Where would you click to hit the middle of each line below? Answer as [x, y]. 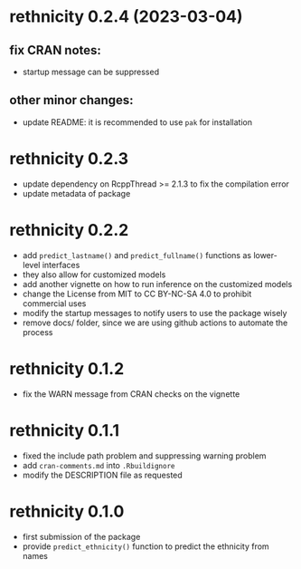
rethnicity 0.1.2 [67, 368]
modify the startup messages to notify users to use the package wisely [155, 313]
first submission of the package [81, 536]
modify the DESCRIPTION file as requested [102, 475]
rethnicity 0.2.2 [69, 230]
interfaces [61, 265]
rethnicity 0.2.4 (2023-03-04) [126, 17]
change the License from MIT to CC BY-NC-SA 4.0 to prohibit [137, 294]
